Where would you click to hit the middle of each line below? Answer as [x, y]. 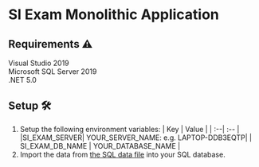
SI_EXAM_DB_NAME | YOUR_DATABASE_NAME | [100, 146]
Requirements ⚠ [51, 44]
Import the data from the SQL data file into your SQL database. [122, 154]
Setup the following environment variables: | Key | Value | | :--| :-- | [129, 129]
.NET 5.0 [23, 80]
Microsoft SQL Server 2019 [53, 72]
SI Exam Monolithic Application [114, 15]
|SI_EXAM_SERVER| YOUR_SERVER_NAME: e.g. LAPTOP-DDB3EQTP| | [136, 138]
